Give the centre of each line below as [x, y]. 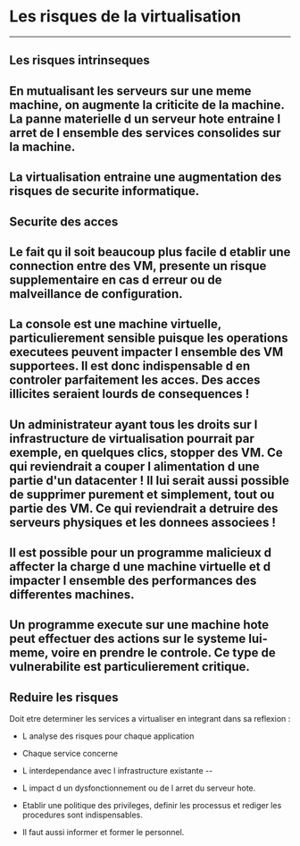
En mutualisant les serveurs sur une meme [130, 91]
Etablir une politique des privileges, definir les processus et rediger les [152, 806]
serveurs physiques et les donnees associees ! [143, 522]
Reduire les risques [64, 697]
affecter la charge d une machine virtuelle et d [140, 567]
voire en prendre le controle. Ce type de [163, 653]
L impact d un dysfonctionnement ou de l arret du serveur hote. [139, 788]
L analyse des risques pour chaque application [108, 736]
